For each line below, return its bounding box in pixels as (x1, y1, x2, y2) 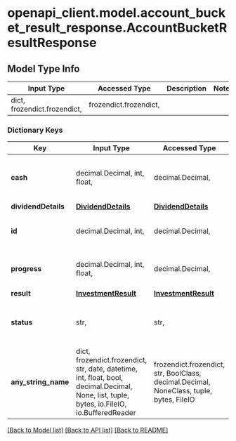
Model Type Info (7, 62, 80, 74)
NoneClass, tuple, (153, 386, 213, 396)
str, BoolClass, (153, 369, 202, 379)
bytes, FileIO (153, 395, 195, 404)
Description (166, 84, 207, 93)
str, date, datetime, (76, 364, 138, 374)
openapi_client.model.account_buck (7, 5, 226, 21)
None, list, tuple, (76, 390, 130, 400)
